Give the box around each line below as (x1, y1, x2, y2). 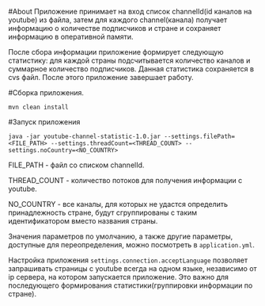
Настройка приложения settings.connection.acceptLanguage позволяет (8, 255, 248, 265)
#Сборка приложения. (8, 88, 85, 98)
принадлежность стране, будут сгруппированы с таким (8, 208, 198, 217)
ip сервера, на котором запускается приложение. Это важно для (8, 273, 229, 281)
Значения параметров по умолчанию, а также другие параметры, (8, 231, 233, 241)
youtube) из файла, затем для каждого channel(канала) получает (8, 15, 228, 25)
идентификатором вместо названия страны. (8, 216, 158, 225)
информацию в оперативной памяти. (8, 32, 134, 41)
